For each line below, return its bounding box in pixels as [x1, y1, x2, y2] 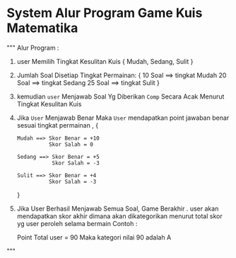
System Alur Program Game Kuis [6, 5, 203, 21]
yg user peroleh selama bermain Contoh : [16, 219, 138, 228]
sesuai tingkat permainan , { [16, 120, 99, 129]
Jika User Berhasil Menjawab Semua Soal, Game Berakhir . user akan [16, 204, 219, 213]
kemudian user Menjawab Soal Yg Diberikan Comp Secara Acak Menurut [16, 92, 225, 101]
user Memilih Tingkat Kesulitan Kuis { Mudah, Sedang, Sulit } [16, 57, 194, 65]
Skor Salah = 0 [48, 140, 93, 148]
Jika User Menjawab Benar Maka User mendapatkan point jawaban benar [16, 113, 230, 122]
